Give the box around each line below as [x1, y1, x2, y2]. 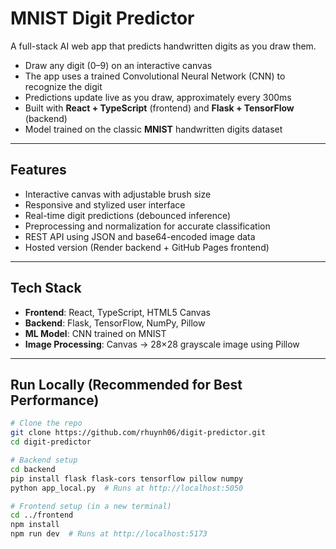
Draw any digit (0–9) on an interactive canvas [24, 59, 213, 71]
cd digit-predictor [10, 437, 92, 447]
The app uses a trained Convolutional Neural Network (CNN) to [24, 70, 286, 82]
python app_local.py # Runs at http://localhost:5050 [10, 483, 244, 493]
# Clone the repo [10, 418, 83, 429]
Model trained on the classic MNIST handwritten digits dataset [24, 123, 283, 135]
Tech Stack [10, 280, 82, 297]
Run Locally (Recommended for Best [10, 376, 243, 393]
